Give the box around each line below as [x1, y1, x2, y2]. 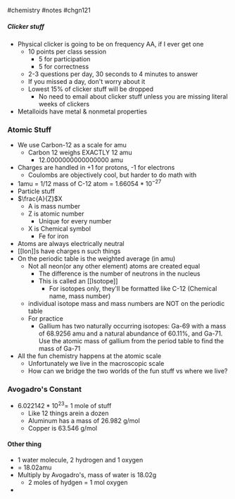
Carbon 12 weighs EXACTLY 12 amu [27, 148, 132, 157]
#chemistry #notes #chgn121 [7, 6, 91, 14]
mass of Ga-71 [38, 344, 81, 352]
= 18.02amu [17, 463, 52, 472]
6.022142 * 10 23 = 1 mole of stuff [17, 400, 112, 409]
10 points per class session [27, 47, 107, 56]
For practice [27, 314, 63, 323]
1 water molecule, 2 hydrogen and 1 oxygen [17, 456, 144, 464]
